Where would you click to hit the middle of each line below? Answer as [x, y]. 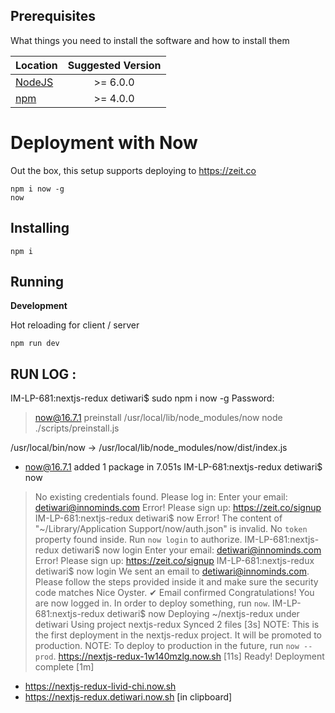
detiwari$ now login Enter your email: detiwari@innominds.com [191, 550]
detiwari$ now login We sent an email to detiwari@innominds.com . [172, 571]
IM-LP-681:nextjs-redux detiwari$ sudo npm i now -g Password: [142, 398]
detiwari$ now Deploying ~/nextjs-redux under [203, 614]
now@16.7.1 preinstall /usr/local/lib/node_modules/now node [158, 418]
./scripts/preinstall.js [77, 428]
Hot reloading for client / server [75, 325]
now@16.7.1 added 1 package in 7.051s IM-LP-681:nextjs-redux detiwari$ [173, 467]
